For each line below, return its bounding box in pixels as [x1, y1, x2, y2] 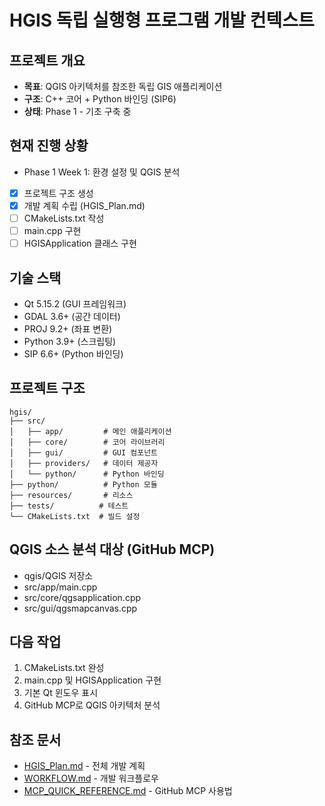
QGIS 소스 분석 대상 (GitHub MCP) [9, 541, 216, 558]
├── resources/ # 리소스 [9, 490, 134, 500]
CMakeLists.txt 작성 [23, 212, 105, 224]
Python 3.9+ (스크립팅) [23, 335, 117, 347]
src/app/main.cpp [23, 581, 98, 593]
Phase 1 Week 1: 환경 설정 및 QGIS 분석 [23, 166, 181, 178]
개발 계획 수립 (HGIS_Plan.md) [23, 199, 146, 211]
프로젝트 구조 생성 [23, 187, 94, 199]
